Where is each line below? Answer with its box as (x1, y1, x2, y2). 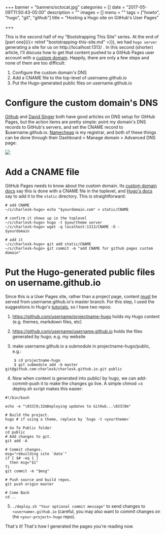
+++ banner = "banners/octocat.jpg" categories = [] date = (5, 4, 126, 10)
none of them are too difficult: (5, 60, 66, 66)
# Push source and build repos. (5, 477, 71, 482)
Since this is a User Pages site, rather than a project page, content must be (5, 293, 157, 299)
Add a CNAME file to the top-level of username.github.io (12, 75, 127, 80)
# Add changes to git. (5, 434, 52, 439)
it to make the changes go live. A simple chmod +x (40, 380, 143, 386)
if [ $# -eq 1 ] (5, 456, 38, 460)
